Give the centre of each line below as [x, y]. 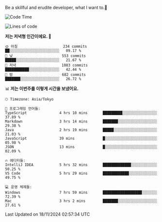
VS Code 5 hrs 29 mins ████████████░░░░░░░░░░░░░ [81, 173]
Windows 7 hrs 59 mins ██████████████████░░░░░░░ [81, 192]
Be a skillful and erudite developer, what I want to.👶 [56, 8]
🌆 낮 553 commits [46, 56]
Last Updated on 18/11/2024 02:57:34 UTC [48, 214]
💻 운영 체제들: [19, 187]
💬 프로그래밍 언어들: [23, 109]
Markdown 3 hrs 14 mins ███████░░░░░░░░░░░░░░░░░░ [81, 121]
